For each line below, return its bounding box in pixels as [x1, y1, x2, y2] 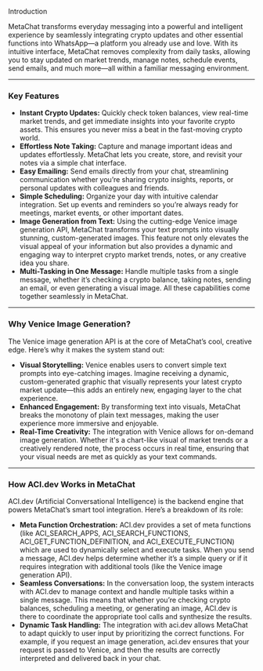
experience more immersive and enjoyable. [19, 418, 159, 428]
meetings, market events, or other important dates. [19, 208, 184, 218]
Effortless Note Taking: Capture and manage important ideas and [19, 141, 232, 151]
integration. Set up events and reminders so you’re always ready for [19, 200, 239, 210]
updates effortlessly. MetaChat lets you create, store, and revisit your [19, 150, 243, 159]
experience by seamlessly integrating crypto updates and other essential [8, 31, 243, 39]
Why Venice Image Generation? [8, 319, 131, 330]
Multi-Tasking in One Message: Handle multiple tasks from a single [19, 267, 239, 276]
